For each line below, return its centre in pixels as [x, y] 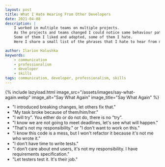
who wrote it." [26, 138]
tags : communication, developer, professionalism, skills [66, 78]
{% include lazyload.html [30, 92]
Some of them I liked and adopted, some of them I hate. [73, 37]
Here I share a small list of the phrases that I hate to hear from [85, 42]
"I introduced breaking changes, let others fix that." [64, 107]
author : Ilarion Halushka [31, 50]
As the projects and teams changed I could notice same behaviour [83, 33]
